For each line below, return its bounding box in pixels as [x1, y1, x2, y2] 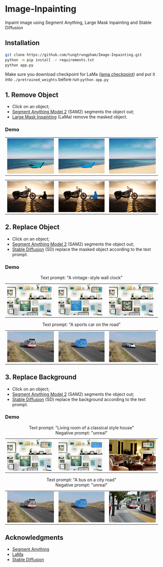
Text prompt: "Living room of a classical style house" [29, 425, 134, 431]
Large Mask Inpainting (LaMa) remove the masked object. [12, 114, 128, 120]
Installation [5, 39, 40, 47]
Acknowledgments [5, 533, 64, 542]
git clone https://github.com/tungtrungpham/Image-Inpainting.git [5, 52, 142, 57]
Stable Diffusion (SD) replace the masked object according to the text [12, 246, 151, 252]
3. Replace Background [5, 373, 77, 381]
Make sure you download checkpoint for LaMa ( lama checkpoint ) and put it [5, 72, 155, 77]
